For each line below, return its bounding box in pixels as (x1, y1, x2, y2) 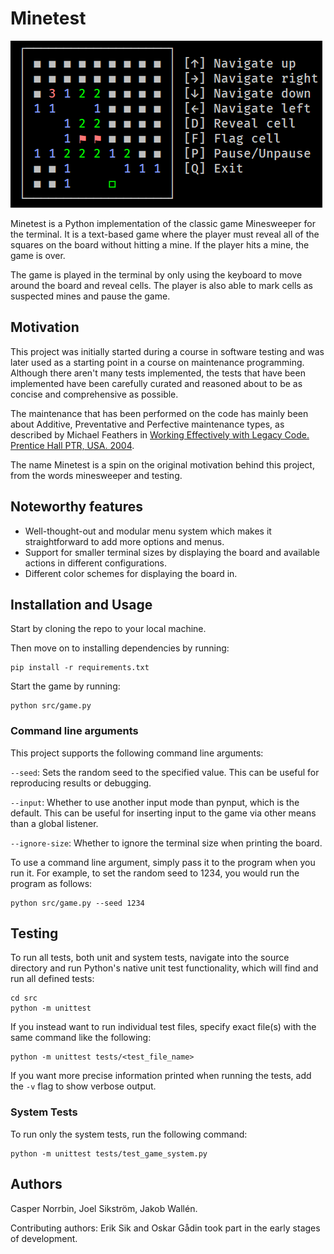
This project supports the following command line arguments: (10, 747, 264, 759)
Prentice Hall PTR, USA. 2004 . (10, 439, 135, 451)
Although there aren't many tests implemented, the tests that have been (10, 367, 306, 379)
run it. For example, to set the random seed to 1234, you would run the (10, 867, 300, 879)
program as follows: (10, 877, 93, 889)
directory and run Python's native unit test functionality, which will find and (10, 962, 319, 974)
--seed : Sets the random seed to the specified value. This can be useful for (10, 766, 320, 778)
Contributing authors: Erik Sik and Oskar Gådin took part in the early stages (10, 1222, 321, 1234)
